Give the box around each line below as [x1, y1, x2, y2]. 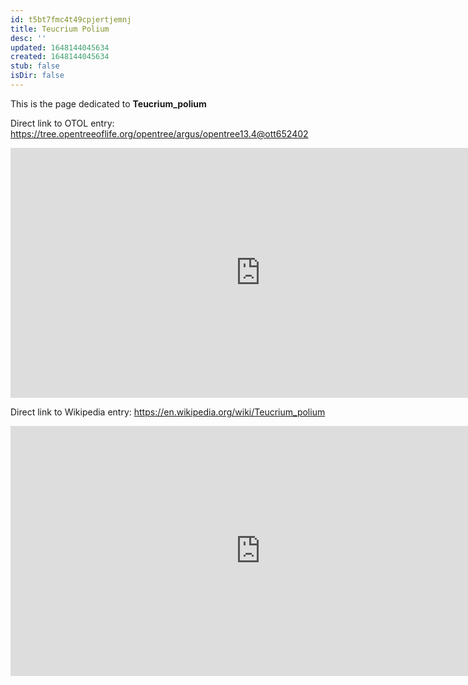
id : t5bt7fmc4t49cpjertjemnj [10, 14, 132, 25]
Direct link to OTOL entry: [10, 117, 115, 129]
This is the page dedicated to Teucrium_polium [10, 97, 207, 110]
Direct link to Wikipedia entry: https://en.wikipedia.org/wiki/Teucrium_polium [10, 406, 326, 418]
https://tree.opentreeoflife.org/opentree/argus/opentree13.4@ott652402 [10, 127, 309, 140]
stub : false [10, 61, 60, 71]
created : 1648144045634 [10, 52, 110, 62]
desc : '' [10, 33, 47, 43]
